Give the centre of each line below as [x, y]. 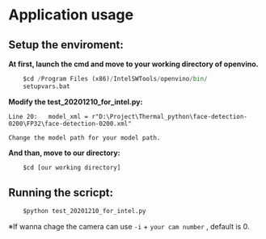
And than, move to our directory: [64, 153]
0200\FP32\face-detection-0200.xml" [70, 124]
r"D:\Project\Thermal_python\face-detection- [170, 116]
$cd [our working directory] [72, 167]
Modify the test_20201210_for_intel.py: [76, 102]
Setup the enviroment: [66, 45]
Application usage [71, 15]
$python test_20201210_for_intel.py [85, 212]
